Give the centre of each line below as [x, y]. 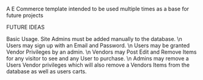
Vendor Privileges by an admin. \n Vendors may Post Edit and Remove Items [101, 52]
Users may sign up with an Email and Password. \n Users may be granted [98, 45]
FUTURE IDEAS [26, 27]
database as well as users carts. [46, 71]
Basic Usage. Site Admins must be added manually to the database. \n [94, 39]
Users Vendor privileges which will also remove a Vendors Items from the [98, 65]
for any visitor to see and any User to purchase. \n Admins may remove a [98, 58]
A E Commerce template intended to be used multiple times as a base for [98, 9]
